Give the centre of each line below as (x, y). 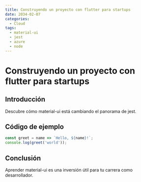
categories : (17, 19)
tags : (11, 28)
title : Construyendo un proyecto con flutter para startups (68, 10)
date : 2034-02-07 (23, 14)
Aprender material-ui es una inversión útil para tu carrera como (69, 170)
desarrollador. (19, 175)
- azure (17, 42)
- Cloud (17, 23)
